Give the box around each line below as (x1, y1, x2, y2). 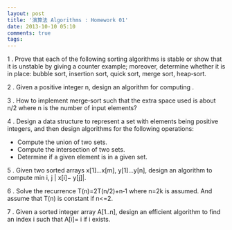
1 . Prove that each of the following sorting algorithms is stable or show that (7, 55, 222, 63)
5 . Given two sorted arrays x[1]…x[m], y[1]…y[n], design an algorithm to (7, 166, 213, 175)
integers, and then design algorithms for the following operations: (7, 125, 194, 133)
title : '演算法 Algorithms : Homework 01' (7, 17, 129, 24)
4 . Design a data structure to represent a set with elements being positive (7, 117, 219, 125)
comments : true (7, 29, 51, 37)
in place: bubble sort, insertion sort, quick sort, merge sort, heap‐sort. (7, 70, 206, 78)
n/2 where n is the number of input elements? (7, 104, 137, 112)
